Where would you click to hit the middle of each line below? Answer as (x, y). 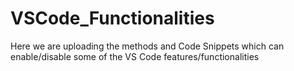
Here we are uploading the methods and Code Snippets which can (147, 46)
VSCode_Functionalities (112, 18)
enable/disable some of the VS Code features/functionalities (135, 56)
